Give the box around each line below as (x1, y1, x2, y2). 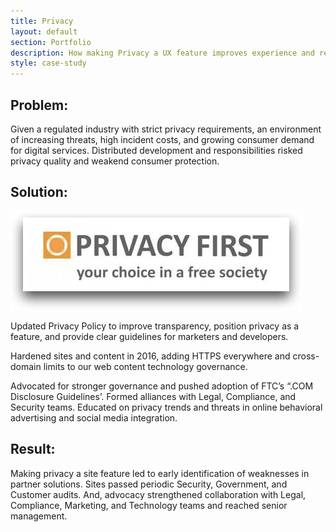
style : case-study (10, 58, 87, 69)
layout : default (10, 26, 78, 37)
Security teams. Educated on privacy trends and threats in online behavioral (10, 401, 323, 413)
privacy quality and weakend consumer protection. (10, 155, 220, 167)
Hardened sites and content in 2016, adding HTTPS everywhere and (10, 350, 291, 362)
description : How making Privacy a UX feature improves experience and (10, 48, 315, 58)
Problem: (10, 96, 69, 114)
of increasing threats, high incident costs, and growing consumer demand (10, 133, 315, 145)
